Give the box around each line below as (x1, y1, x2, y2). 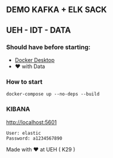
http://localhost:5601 (6, 119, 57, 126)
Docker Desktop (14, 57, 55, 64)
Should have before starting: (6, 43, 91, 51)
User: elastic (6, 130, 42, 136)
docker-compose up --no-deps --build (6, 91, 100, 97)
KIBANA (6, 105, 31, 113)
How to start (6, 78, 43, 86)
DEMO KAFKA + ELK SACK (6, 5, 107, 15)
